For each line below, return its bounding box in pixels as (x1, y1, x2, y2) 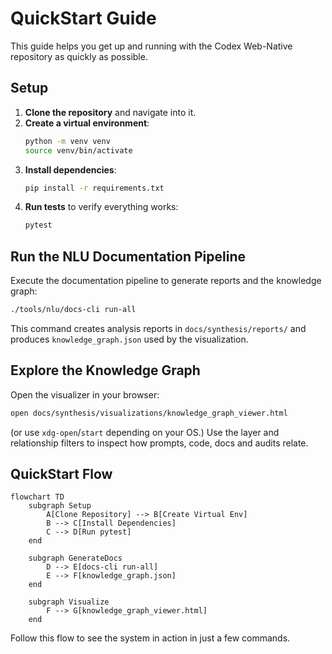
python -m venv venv (24, 136, 111, 146)
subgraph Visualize (28, 597, 110, 607)
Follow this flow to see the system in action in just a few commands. (10, 632, 291, 644)
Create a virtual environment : (24, 117, 150, 129)
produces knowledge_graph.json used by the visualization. (10, 333, 249, 345)
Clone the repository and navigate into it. (24, 106, 197, 118)
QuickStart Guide (10, 7, 157, 30)
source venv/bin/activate (24, 145, 133, 156)
